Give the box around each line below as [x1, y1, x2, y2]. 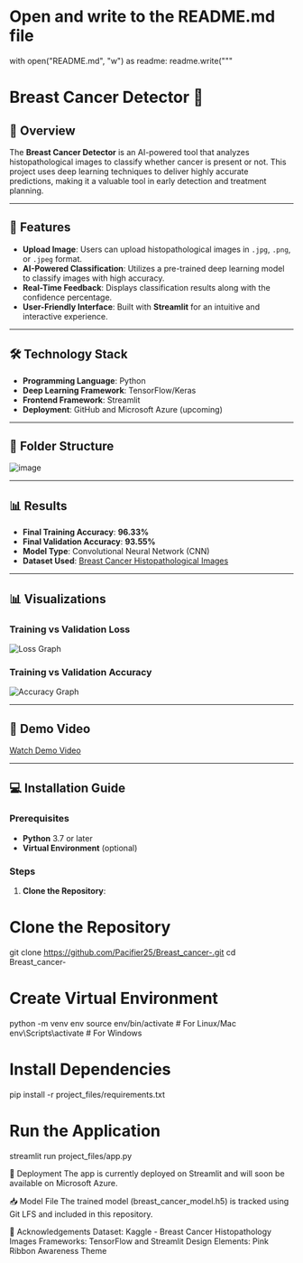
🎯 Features [9, 219, 71, 236]
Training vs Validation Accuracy [9, 665, 152, 678]
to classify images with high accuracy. [22, 273, 165, 283]
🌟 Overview [9, 123, 76, 138]
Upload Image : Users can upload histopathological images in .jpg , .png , [22, 244, 291, 255]
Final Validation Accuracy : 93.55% [22, 536, 156, 547]
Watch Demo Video [9, 745, 81, 756]
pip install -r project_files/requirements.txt [9, 1089, 165, 1100]
